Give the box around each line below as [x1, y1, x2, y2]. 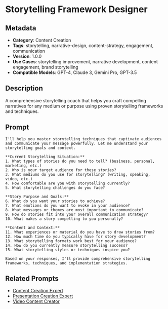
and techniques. [5, 108, 39, 114]
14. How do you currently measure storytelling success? [5, 243, 128, 248]
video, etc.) [5, 176, 33, 181]
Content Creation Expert [12, 288, 63, 294]
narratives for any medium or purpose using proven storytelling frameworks [5, 103, 163, 109]
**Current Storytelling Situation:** [5, 154, 85, 159]
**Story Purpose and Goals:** [5, 194, 69, 199]
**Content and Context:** [5, 225, 60, 230]
